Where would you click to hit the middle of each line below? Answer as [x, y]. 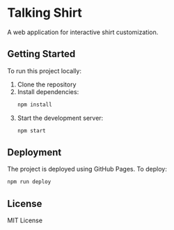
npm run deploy [29, 182]
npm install [34, 105]
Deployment [34, 152]
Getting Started [41, 54]
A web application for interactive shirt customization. [83, 32]
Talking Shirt [45, 13]
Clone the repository [47, 84]
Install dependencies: [48, 91]
